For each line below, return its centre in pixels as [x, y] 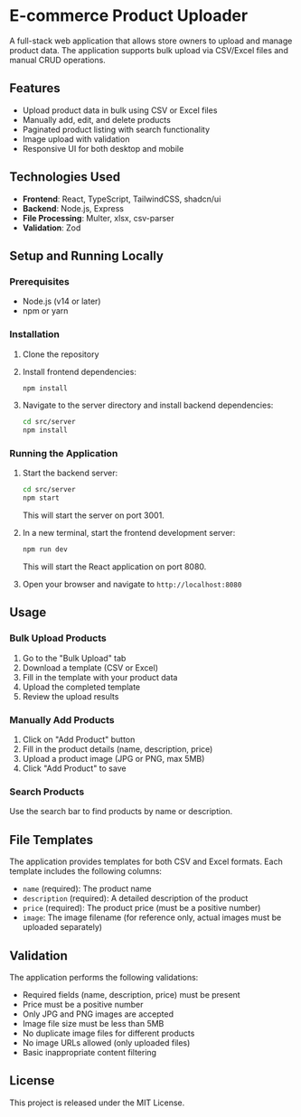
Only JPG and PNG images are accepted [98, 1014]
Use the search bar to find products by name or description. [121, 812]
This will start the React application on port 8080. [114, 567]
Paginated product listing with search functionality [116, 129]
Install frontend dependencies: [80, 371]
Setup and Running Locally [87, 255]
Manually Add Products [62, 719]
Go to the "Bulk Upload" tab [74, 658]
